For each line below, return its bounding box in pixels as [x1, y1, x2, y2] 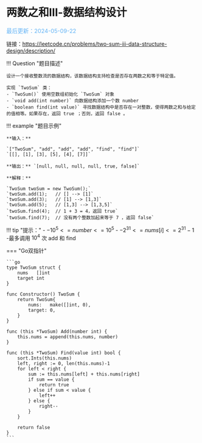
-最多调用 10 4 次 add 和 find [6, 233, 76, 241]
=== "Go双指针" [6, 247, 47, 255]
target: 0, [28, 307, 56, 314]
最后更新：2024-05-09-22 [6, 27, 77, 35]
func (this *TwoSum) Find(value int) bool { [6, 350, 121, 356]
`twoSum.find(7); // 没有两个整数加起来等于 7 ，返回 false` [6, 214, 155, 221]
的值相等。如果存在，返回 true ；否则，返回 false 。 [6, 110, 128, 116]
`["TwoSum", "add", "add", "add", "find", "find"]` [6, 146, 140, 152]
